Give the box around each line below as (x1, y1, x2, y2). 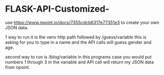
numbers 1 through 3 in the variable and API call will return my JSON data (5, 59, 154, 65)
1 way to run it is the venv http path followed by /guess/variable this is (5, 34, 147, 40)
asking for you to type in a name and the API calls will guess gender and (5, 39, 152, 45)
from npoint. (5, 64, 31, 70)
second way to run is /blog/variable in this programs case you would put (5, 54, 152, 59)
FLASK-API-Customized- (5, 3, 110, 15)
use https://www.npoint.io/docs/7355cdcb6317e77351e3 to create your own (5, 19, 160, 25)
